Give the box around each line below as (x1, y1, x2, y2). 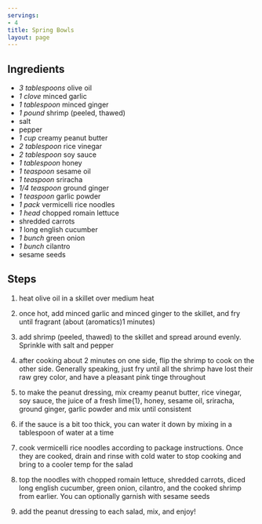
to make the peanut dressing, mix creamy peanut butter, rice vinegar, (18, 388, 242, 397)
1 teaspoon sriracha (18, 175, 83, 184)
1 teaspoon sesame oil (18, 166, 91, 176)
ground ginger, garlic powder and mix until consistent (18, 404, 191, 413)
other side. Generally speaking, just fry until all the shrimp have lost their (18, 364, 253, 373)
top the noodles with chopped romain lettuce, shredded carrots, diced (18, 475, 246, 484)
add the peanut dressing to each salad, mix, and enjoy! (18, 507, 197, 516)
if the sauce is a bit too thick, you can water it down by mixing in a (18, 419, 232, 428)
